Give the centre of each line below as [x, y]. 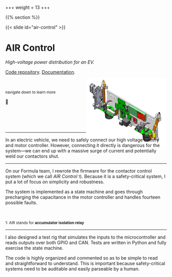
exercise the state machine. [34, 248]
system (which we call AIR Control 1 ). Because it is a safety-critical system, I [85, 177]
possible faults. [21, 203]
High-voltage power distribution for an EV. [50, 62]
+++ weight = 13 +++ [28, 7]
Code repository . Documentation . [40, 72]
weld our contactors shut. [33, 156]
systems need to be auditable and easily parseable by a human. [72, 269]
